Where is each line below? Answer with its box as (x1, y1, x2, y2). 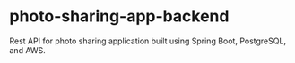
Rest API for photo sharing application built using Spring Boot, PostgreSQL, (9, 35, 287, 46)
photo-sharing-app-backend (9, 6, 230, 27)
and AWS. (9, 44, 47, 55)
